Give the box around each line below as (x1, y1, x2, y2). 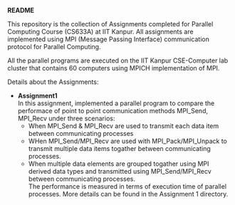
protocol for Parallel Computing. (7, 43, 101, 51)
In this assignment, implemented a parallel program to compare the (17, 99, 215, 107)
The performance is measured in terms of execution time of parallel (28, 182, 226, 191)
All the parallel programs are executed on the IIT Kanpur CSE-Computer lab (7, 56, 229, 65)
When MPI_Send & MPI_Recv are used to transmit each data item (28, 122, 219, 130)
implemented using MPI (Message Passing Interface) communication (7, 35, 210, 43)
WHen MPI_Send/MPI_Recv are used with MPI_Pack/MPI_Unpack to (28, 137, 228, 145)
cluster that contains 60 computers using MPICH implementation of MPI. (7, 64, 220, 72)
